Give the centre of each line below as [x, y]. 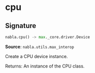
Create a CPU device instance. [37, 56]
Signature [21, 26]
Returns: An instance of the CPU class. [45, 66]
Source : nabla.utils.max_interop [40, 46]
